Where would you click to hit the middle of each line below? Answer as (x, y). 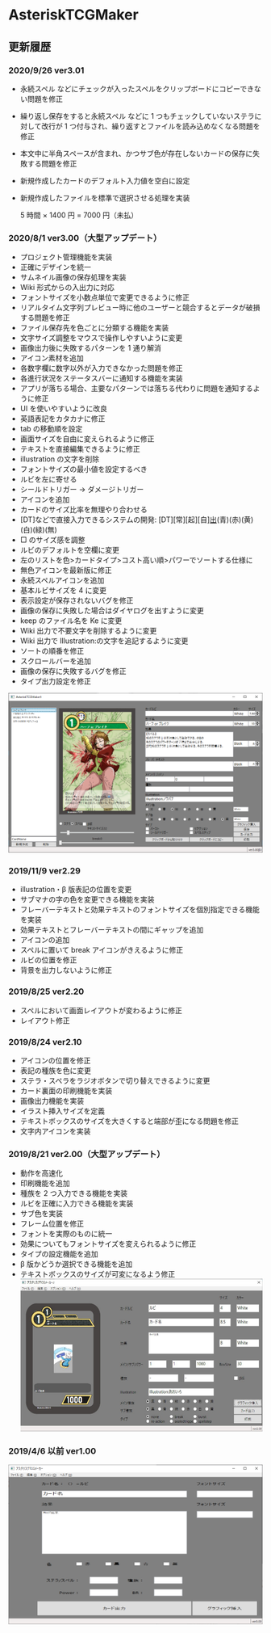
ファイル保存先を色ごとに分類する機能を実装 (94, 328)
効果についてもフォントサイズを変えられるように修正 (108, 1244)
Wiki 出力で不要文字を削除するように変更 (88, 631)
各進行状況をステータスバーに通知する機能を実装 (101, 378)
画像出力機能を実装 (52, 1101)
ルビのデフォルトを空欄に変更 (69, 550)
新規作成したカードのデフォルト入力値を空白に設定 (105, 180)
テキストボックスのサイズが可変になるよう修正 (98, 1274)
